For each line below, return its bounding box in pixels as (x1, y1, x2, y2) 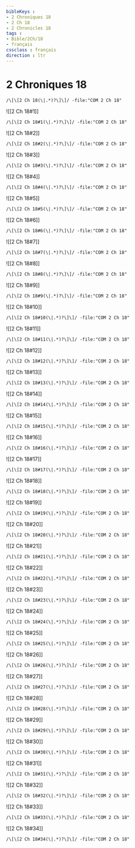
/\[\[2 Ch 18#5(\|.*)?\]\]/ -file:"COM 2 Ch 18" (6, 206, 127, 212)
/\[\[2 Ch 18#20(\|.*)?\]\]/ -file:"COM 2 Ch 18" (6, 532, 130, 538)
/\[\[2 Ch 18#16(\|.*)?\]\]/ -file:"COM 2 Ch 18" (6, 445, 130, 451)
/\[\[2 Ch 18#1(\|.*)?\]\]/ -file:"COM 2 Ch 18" (6, 119, 127, 125)
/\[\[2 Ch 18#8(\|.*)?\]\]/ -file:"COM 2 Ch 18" (6, 271, 127, 277)
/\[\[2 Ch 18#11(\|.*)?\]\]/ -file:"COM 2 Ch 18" (6, 336, 130, 342)
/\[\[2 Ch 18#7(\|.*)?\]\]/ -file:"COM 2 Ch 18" (6, 249, 127, 255)
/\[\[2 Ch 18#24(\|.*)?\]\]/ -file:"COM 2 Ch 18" (6, 619, 130, 625)
